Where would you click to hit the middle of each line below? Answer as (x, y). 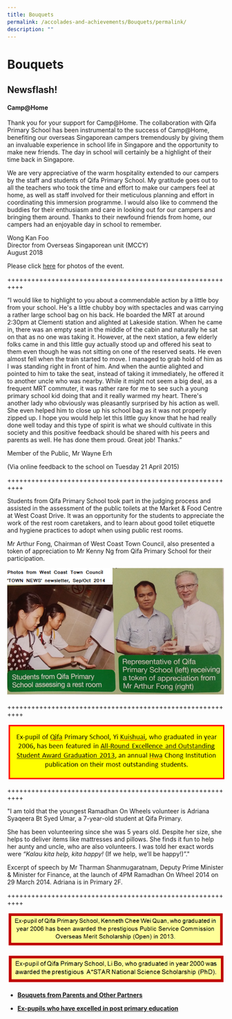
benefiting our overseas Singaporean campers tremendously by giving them (116, 138)
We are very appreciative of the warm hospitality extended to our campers (113, 173)
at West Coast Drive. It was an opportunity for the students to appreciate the (116, 516)
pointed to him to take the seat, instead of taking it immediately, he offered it (116, 374)
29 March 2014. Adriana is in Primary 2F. (65, 882)
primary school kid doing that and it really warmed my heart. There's (105, 396)
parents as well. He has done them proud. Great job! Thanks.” (95, 440)
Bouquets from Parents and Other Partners (80, 995)
